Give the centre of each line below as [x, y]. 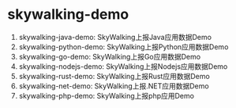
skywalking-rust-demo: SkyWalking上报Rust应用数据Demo [114, 76]
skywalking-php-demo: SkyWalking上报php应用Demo [107, 95]
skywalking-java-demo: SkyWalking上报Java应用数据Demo [115, 37]
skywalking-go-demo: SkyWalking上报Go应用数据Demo [110, 56]
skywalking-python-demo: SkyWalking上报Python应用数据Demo [124, 47]
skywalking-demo [68, 14]
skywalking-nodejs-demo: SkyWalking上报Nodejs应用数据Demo [123, 66]
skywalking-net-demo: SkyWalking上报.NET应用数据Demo [114, 86]
